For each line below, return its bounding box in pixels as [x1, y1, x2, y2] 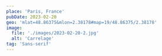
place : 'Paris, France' [6, 8, 65, 15]
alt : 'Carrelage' [11, 36, 54, 41]
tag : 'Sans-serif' [6, 41, 51, 47]
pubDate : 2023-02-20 [6, 14, 57, 20]
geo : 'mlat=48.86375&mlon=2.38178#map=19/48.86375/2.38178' [6, 19, 158, 25]
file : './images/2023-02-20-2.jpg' [11, 30, 99, 36]
